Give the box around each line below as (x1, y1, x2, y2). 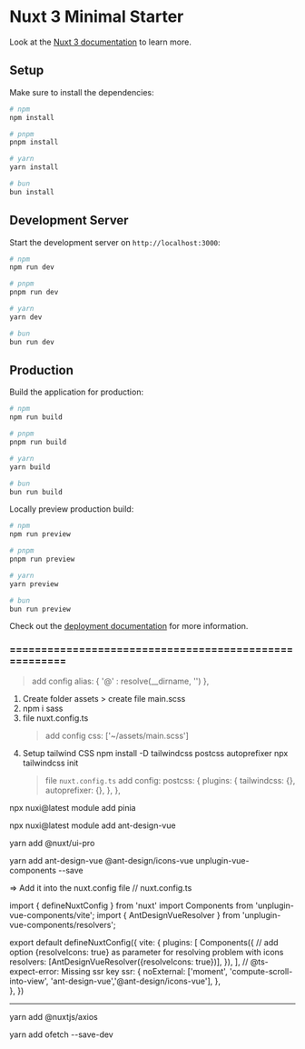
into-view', (9, 975, 49, 986)
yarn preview (9, 579, 59, 588)
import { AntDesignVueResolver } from (96, 909, 241, 920)
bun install (9, 187, 54, 196)
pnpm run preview (9, 554, 75, 564)
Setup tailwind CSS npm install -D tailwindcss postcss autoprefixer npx (22, 747, 289, 758)
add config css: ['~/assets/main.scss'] (44, 730, 189, 741)
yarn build (9, 462, 51, 472)
